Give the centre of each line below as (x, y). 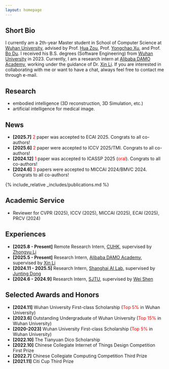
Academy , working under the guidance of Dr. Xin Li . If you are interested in (83, 65)
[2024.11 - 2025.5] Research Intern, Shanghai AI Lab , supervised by (84, 268)
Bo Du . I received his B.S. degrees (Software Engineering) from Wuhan (79, 53)
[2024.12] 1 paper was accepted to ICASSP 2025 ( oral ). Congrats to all (87, 159)
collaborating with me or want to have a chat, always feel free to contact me (84, 70)
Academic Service (35, 201)
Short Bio (20, 31)
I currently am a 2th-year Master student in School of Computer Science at (83, 43)
